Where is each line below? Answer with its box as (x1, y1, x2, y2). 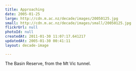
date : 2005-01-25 (5, 12, 40, 16)
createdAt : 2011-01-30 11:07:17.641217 (5, 34, 86, 39)
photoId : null (5, 29, 34, 34)
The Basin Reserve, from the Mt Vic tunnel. (5, 60, 91, 66)
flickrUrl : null (5, 25, 38, 30)
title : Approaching (5, 7, 45, 12)
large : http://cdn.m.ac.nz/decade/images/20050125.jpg (5, 16, 119, 21)
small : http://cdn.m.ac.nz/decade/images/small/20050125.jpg (5, 20, 132, 26)
